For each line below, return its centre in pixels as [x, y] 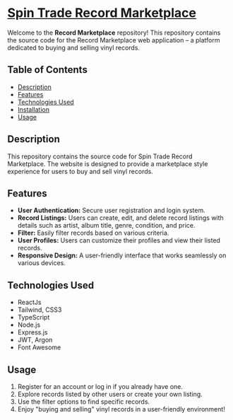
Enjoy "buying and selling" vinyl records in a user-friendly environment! [121, 409]
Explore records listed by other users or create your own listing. [110, 394]
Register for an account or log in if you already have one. [100, 386]
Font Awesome [39, 347]
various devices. [41, 263]
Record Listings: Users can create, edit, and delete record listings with [120, 218]
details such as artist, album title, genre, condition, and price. [106, 226]
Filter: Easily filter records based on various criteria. [93, 233]
